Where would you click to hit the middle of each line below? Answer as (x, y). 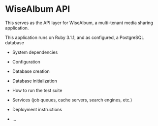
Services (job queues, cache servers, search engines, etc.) (72, 100)
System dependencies (35, 52)
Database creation (31, 71)
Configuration (26, 62)
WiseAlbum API (38, 9)
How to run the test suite (37, 90)
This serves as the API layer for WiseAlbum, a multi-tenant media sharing (79, 23)
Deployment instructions (37, 109)
